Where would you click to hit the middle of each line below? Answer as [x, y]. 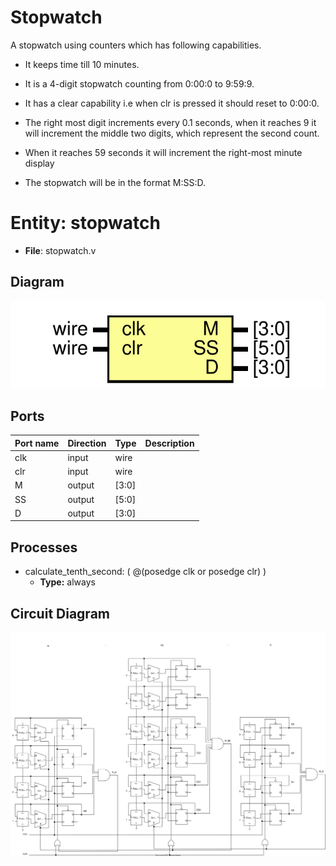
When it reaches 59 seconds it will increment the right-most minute [163, 152]
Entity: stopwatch [85, 223]
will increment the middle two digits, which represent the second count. [172, 133]
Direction [87, 443]
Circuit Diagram [60, 613]
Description [169, 443]
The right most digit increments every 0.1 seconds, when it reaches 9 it [170, 122]
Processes [44, 547]
